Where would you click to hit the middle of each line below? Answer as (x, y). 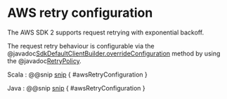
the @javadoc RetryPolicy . (45, 60)
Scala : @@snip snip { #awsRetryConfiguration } (77, 74)
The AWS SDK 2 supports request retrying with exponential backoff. (106, 32)
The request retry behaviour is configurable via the (81, 46)
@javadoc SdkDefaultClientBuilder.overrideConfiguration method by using (114, 53)
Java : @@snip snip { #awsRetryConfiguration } (76, 88)
